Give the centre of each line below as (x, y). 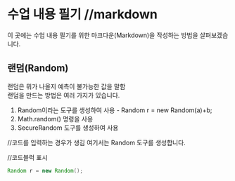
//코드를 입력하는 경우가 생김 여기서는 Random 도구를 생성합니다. (97, 142)
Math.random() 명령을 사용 (55, 119)
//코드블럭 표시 (27, 157)
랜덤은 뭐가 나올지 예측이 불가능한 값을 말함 (66, 86)
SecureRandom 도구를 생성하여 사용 (68, 128)
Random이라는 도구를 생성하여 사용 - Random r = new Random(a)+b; (115, 110)
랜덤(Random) (38, 68)
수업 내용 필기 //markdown (83, 14)
